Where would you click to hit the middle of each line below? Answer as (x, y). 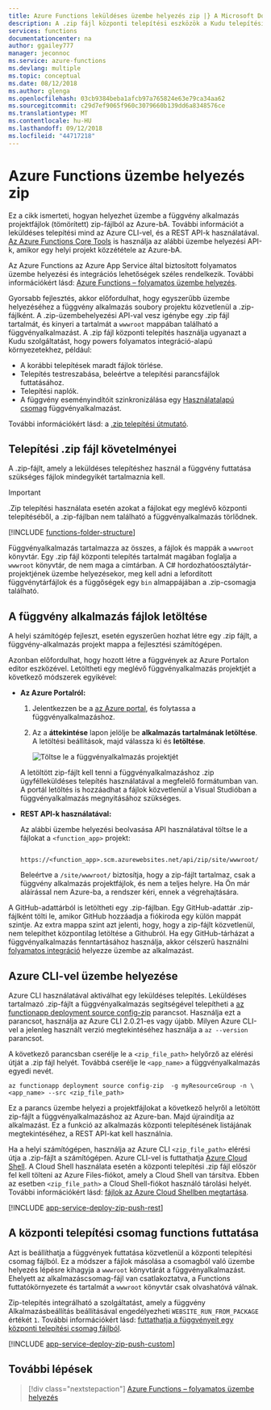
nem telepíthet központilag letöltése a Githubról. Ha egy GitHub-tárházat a (131, 934)
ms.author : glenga (39, 91)
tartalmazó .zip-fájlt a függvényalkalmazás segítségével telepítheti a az (126, 1004)
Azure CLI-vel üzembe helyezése (94, 976)
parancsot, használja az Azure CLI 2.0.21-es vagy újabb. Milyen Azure (125, 1021)
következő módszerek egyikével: (63, 677)
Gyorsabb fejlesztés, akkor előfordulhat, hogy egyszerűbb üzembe (119, 298)
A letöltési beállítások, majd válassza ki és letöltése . (119, 741)
